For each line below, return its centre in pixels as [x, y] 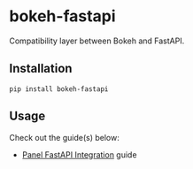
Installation [41, 69]
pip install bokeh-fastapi [59, 89]
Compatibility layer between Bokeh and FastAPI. [97, 41]
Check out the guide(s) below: [64, 137]
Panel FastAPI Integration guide [79, 154]
